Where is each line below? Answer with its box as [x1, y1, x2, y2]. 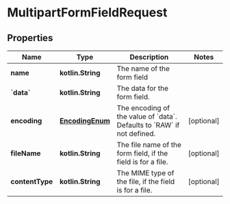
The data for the [116, 84, 169, 93]
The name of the [116, 64, 170, 73]
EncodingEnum [59, 116, 111, 125]
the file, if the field [116, 177, 175, 186]
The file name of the [116, 140, 181, 149]
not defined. [116, 129, 156, 138]
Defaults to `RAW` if [116, 120, 180, 129]
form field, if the [116, 149, 168, 158]
